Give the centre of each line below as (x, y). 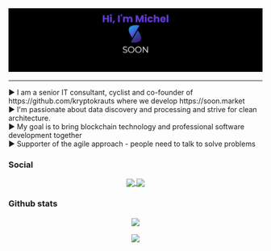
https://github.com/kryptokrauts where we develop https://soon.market (127, 101)
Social (21, 165)
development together (45, 135)
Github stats (33, 203)
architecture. (29, 118)
